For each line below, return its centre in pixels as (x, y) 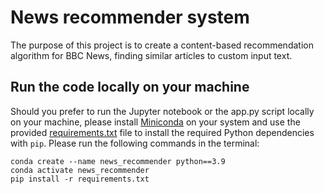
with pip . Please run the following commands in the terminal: (135, 143)
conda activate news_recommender (80, 170)
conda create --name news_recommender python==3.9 (118, 161)
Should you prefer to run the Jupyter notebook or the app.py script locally (162, 111)
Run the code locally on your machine (130, 87)
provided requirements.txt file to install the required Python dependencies (162, 132)
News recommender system (130, 17)
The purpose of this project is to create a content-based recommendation (162, 45)
